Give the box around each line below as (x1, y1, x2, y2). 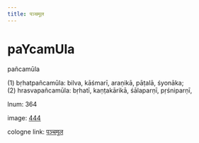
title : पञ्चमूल (7, 10, 45, 18)
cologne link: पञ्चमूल (7, 127, 64, 136)
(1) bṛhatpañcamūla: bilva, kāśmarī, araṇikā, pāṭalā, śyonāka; (7, 78, 184, 87)
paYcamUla (7, 41, 75, 57)
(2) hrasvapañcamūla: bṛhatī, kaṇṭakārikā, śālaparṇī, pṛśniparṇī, (7, 86, 193, 95)
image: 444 (7, 113, 41, 122)
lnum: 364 (7, 100, 38, 108)
